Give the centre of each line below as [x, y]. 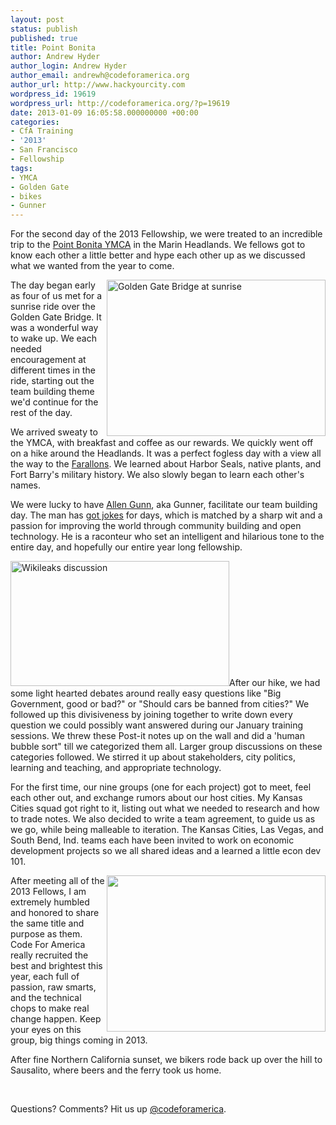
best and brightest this [56, 966]
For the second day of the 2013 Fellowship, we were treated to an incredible [166, 234]
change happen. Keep [56, 1019]
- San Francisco [44, 150]
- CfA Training [42, 131]
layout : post [37, 19]
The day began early [53, 285]
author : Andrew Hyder [55, 57]
